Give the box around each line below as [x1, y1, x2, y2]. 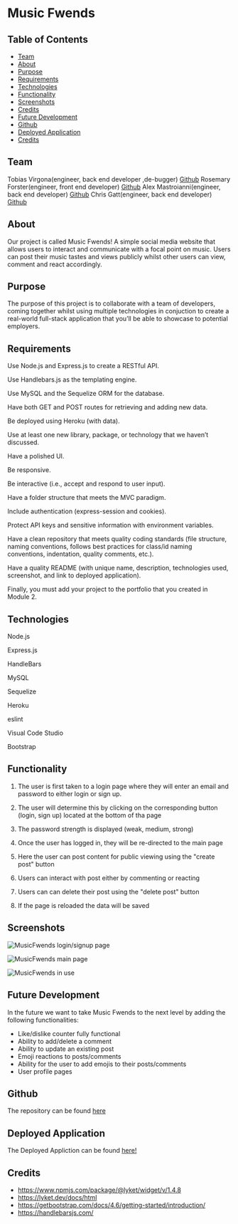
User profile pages [17, 1067, 72, 1076]
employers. [7, 322, 40, 330]
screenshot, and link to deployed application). [7, 571, 141, 580]
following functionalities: [7, 1015, 80, 1024]
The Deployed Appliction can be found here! [7, 1146, 137, 1155]
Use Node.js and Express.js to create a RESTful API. [7, 362, 160, 370]
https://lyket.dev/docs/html [17, 1193, 97, 1201]
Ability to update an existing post [17, 1045, 114, 1053]
